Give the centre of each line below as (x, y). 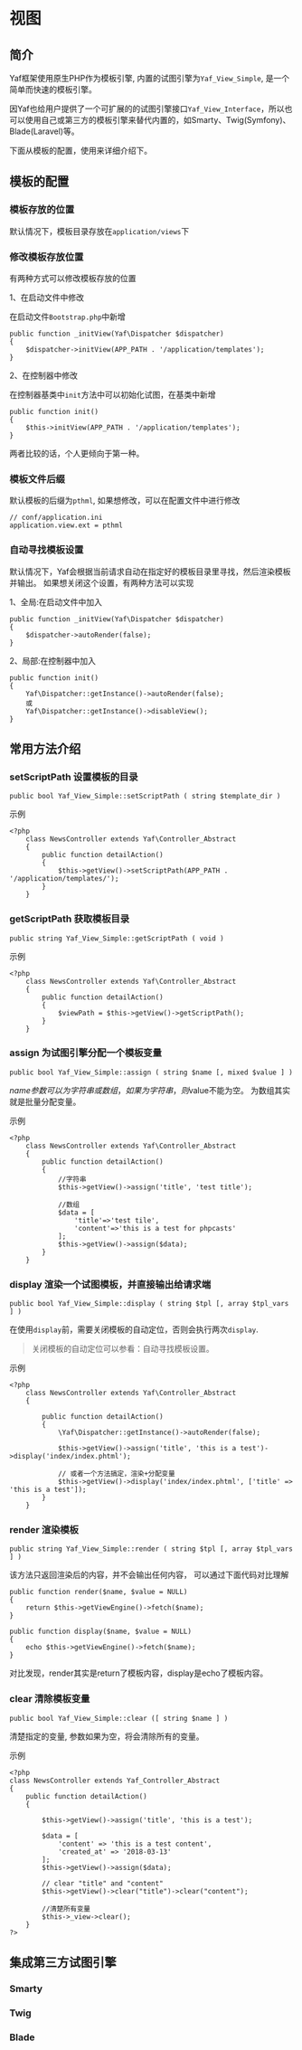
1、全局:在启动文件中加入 (56, 601)
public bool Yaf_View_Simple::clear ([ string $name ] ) (119, 1718)
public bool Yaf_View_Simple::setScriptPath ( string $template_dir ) (145, 797)
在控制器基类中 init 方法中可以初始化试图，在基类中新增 (113, 394)
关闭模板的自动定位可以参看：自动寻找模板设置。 (123, 1349)
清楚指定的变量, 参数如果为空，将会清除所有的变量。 (107, 1736)
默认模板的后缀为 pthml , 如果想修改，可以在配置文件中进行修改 (125, 501)
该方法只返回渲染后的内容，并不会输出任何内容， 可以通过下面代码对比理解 (149, 1575)
